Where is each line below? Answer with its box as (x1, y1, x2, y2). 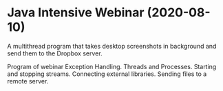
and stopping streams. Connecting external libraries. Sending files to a (7, 70, 207, 78)
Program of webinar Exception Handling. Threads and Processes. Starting (7, 62, 217, 70)
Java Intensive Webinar (7, 5, 145, 21)
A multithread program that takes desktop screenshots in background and (7, 42, 217, 50)
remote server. (7, 77, 49, 85)
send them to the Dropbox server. (7, 49, 103, 57)
